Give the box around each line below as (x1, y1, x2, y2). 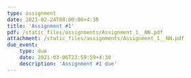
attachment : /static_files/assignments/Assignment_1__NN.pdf (7, 35, 185, 42)
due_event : (7, 41, 38, 48)
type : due (19, 48, 48, 55)
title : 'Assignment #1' (7, 22, 75, 29)
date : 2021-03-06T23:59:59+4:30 (19, 54, 111, 61)
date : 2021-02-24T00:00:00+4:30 (7, 16, 99, 23)
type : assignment (7, 9, 57, 17)
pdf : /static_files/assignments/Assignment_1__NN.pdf (7, 28, 164, 36)
